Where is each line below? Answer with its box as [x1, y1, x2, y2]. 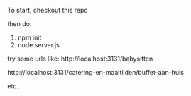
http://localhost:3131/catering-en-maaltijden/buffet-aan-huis [7, 68, 185, 76]
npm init [17, 33, 42, 42]
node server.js [17, 41, 60, 49]
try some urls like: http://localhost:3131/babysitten [7, 54, 153, 63]
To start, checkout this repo [7, 6, 88, 14]
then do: [7, 20, 32, 28]
